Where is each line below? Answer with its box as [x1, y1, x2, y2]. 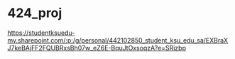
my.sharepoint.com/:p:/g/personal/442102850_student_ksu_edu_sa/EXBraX [7, 36, 229, 44]
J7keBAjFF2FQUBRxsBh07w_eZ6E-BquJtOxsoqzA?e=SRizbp [7, 43, 187, 52]
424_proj [7, 5, 62, 21]
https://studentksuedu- [7, 28, 75, 37]
